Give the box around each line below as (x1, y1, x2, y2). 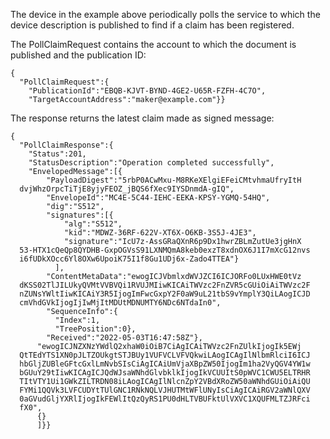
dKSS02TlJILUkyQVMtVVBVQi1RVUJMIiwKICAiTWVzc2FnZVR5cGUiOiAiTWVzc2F (19, 280, 311, 290)
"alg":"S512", (63, 219, 123, 229)
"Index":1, (54, 315, 101, 325)
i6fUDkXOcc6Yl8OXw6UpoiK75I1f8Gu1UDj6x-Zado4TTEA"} (19, 254, 240, 264)
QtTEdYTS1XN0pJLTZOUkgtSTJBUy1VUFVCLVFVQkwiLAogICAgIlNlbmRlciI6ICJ (19, 350, 311, 360)
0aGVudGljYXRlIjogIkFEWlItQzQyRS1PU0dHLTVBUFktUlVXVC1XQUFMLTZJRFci (19, 394, 311, 404)
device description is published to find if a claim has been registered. (10, 19, 295, 31)
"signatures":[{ (46, 210, 114, 220)
